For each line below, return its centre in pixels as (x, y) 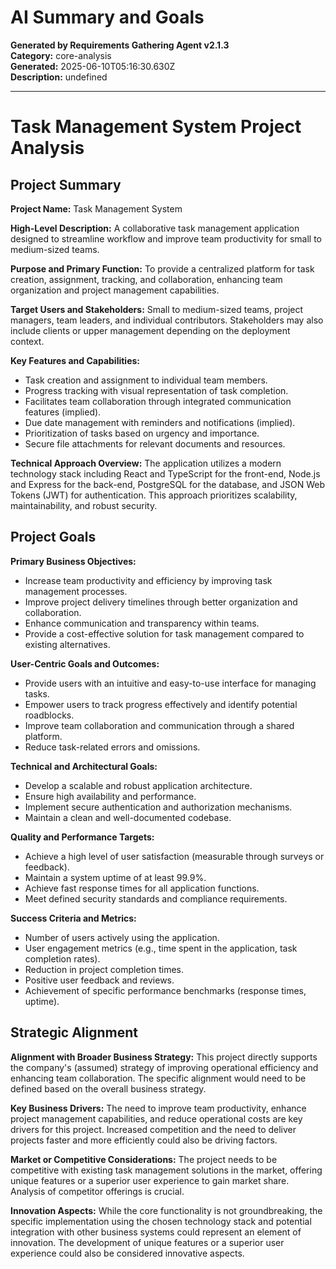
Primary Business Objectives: (73, 561)
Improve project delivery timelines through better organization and (161, 602)
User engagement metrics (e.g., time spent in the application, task (161, 948)
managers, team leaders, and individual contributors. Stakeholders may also (167, 320)
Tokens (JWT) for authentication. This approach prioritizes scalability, (154, 495)
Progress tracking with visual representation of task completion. (156, 390)
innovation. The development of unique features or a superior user (147, 1242)
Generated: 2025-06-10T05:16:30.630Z (93, 66)
